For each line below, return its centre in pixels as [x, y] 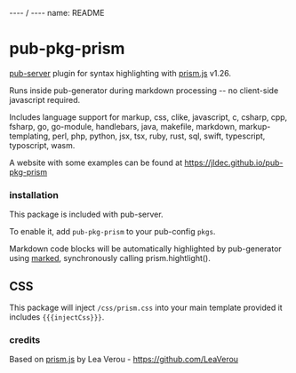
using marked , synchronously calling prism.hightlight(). [110, 258]
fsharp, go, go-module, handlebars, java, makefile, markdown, [123, 126]
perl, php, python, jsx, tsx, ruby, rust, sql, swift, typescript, [159, 136]
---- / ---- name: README [57, 13]
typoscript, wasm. [42, 145]
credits [25, 339]
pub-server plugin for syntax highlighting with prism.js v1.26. [120, 73]
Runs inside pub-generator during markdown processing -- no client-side [144, 90]
